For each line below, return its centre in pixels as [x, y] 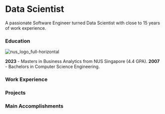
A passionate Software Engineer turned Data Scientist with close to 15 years [82, 23]
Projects [15, 93]
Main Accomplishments [34, 106]
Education [18, 41]
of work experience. [26, 28]
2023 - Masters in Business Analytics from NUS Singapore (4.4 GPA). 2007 [82, 61]
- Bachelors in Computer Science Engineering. [53, 67]
